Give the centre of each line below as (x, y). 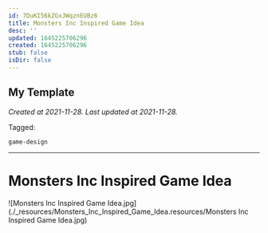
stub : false (28, 53)
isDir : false (30, 61)
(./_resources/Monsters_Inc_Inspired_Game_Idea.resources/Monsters (122, 211)
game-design (28, 142)
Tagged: (22, 127)
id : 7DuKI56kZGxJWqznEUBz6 (53, 16)
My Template (41, 93)
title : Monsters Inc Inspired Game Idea (77, 23)
